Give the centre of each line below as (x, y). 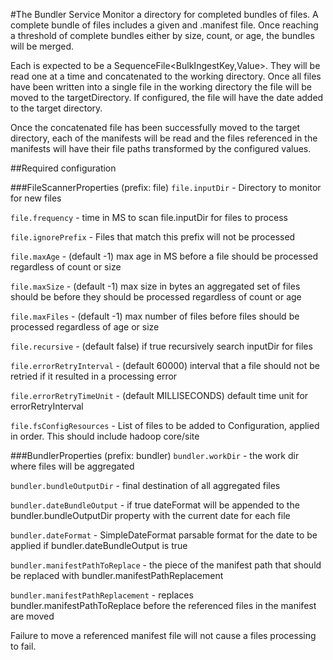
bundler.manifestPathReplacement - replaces (102, 595)
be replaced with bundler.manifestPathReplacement (117, 575)
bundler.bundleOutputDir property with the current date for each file (150, 515)
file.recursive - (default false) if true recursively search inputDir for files (161, 346)
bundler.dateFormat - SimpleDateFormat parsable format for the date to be (164, 535)
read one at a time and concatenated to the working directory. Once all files (166, 76)
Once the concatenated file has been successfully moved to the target (155, 127)
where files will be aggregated (72, 466)
